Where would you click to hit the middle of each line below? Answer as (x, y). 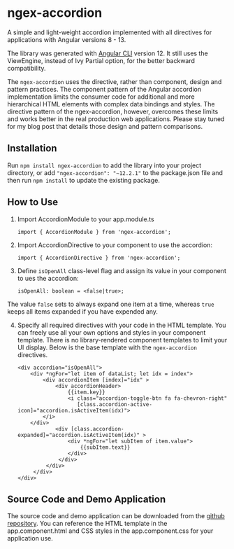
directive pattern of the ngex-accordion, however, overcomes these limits (113, 111)
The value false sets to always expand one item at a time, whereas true (111, 304)
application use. (30, 538)
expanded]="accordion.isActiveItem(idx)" (78, 435)
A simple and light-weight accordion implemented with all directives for (110, 32)
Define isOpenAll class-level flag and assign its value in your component (122, 270)
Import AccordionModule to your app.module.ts (86, 219)
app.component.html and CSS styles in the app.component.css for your (110, 531)
